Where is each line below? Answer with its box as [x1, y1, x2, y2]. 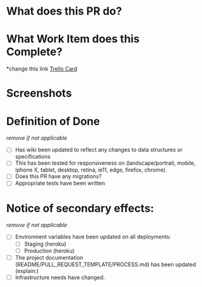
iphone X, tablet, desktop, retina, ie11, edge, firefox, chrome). [15, 166, 167, 174]
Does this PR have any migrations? [15, 173, 102, 180]
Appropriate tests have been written [15, 179, 106, 187]
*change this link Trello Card [6, 65, 78, 72]
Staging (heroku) [24, 240, 67, 247]
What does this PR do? [6, 4, 123, 18]
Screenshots [6, 86, 72, 100]
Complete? [6, 45, 62, 59]
